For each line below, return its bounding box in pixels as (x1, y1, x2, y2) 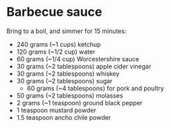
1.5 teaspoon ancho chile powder (16, 113, 111, 121)
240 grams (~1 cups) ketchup (16, 40, 101, 48)
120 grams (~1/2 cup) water (16, 47, 96, 56)
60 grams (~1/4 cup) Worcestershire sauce (16, 54, 140, 63)
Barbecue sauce (6, 4, 102, 20)
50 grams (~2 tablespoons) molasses (16, 91, 123, 100)
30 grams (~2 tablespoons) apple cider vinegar (16, 62, 152, 70)
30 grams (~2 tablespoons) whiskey (16, 70, 120, 78)
